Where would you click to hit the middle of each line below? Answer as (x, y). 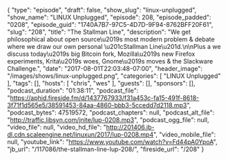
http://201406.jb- (130, 127)
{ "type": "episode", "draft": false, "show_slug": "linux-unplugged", (102, 10)
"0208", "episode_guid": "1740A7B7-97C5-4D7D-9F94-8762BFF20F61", (110, 24)
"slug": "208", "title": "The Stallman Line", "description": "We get (99, 32)
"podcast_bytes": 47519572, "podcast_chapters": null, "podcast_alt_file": (111, 112)
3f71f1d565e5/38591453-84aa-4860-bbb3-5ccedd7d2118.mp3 (97, 105)
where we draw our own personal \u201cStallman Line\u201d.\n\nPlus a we (114, 47)
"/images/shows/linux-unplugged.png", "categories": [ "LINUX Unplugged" (114, 76)
